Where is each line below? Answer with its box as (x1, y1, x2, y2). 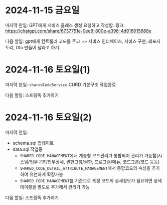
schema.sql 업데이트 (12, 140, 54, 146)
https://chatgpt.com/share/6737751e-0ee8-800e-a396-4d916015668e (5, 28, 152, 34)
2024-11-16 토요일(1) (5, 64, 90, 75)
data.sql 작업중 (12, 146, 43, 152)
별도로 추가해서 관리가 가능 (37, 184, 90, 190)
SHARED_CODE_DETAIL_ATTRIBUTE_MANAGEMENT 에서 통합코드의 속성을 (20, 165, 151, 171)
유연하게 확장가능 (29, 171, 64, 177)
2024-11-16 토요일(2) (5, 112, 92, 123)
